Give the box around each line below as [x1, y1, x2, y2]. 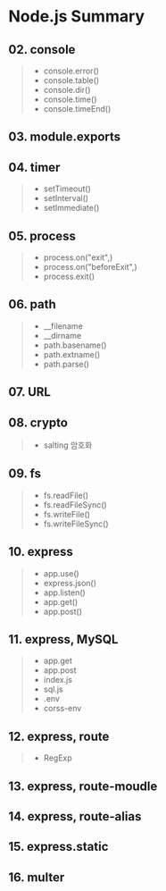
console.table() [43, 75, 100, 86]
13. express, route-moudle [8, 778, 158, 794]
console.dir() [43, 85, 91, 95]
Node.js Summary [8, 6, 145, 27]
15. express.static [8, 839, 109, 854]
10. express [8, 544, 73, 559]
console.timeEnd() [43, 104, 112, 113]
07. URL [8, 384, 51, 399]
